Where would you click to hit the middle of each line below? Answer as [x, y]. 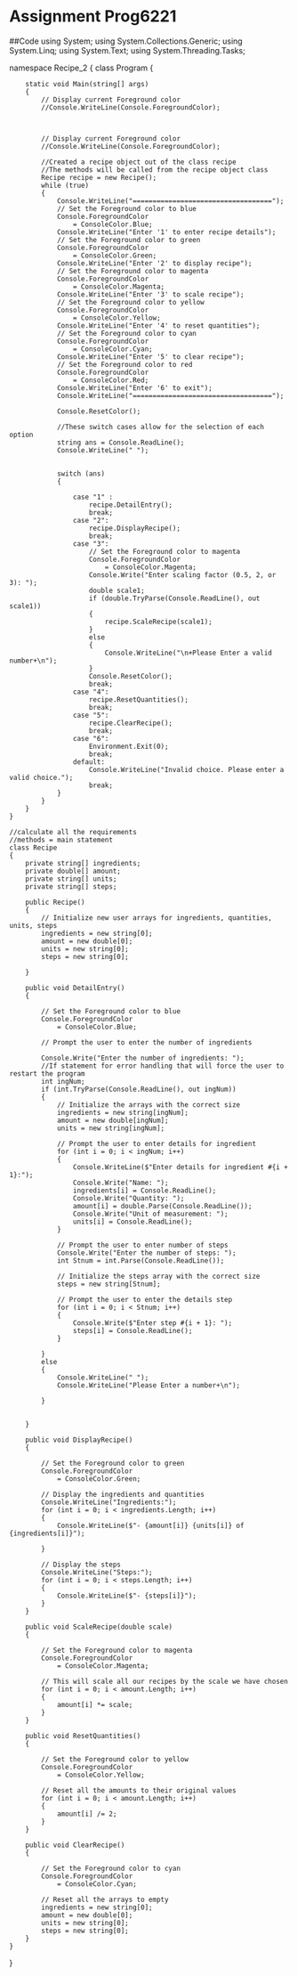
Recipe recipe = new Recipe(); [99, 177]
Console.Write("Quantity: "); [128, 1198]
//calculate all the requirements [73, 832]
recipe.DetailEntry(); [131, 505]
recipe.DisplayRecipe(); [134, 528]
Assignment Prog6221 [93, 16]
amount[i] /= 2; [87, 1814]
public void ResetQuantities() [83, 1736]
